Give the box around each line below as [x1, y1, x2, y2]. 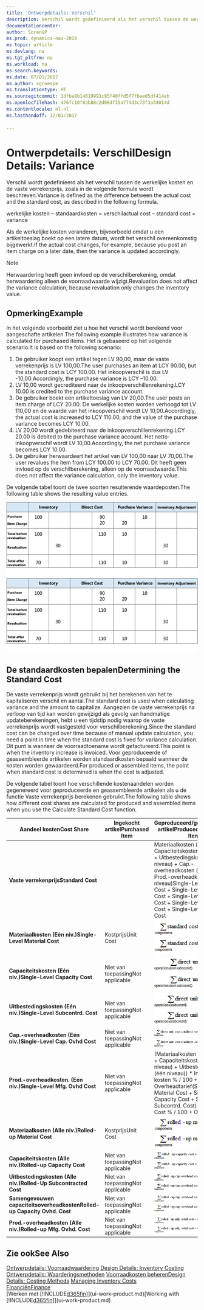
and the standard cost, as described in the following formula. [6, 198, 159, 206]
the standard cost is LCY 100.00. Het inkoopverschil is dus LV [15, 369, 169, 376]
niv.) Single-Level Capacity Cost [8, 973, 93, 980]
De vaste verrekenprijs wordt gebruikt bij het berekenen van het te [6, 690, 172, 698]
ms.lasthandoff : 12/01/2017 [6, 113, 78, 119]
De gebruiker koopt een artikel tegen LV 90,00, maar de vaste [15, 356, 169, 363]
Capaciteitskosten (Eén [8, 967, 70, 974]
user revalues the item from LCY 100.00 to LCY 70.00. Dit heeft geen [15, 459, 187, 466]
